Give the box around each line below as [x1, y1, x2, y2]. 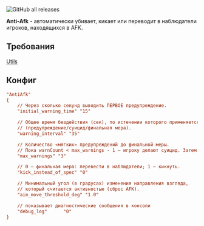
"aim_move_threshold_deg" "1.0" [17, 191, 99, 197]
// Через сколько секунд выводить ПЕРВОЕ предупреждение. [17, 103, 167, 109]
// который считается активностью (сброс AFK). [17, 186, 140, 192]
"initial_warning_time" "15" [17, 108, 91, 115]
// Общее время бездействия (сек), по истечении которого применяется [17, 119, 200, 126]
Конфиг [6, 75, 37, 86]
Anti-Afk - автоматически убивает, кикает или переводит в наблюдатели [6, 18, 197, 24]
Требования [6, 41, 55, 52]
